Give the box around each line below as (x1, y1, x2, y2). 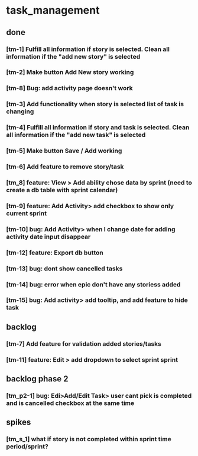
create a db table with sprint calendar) (6, 186, 118, 194)
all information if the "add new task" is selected (6, 131, 146, 139)
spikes (6, 417, 31, 428)
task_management (6, 4, 100, 17)
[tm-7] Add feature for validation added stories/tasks (6, 339, 161, 347)
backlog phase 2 (6, 374, 69, 384)
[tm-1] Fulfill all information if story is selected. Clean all (6, 45, 170, 53)
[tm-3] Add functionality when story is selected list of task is (6, 100, 184, 109)
